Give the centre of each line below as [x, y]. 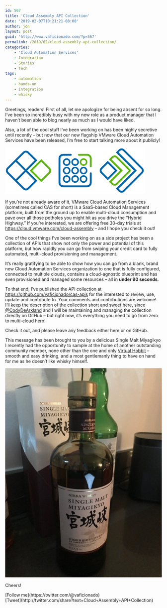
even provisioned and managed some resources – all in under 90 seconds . [82, 279]
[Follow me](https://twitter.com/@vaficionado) [53, 595]
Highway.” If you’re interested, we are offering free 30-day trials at [73, 223]
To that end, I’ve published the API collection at [53, 289]
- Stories [24, 63]
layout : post [19, 32]
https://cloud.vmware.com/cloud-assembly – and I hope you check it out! [80, 228]
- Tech [21, 68]
